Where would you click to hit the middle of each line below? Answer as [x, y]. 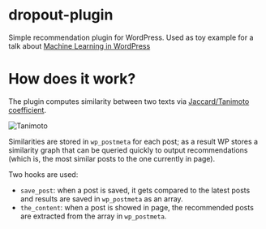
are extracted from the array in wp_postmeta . [93, 216]
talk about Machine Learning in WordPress [79, 45]
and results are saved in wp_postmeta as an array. [102, 199]
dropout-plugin [61, 15]
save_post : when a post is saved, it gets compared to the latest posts [135, 190]
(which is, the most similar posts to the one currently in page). [112, 158]
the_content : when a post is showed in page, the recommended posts [137, 207]
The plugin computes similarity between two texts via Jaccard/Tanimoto [129, 101]
